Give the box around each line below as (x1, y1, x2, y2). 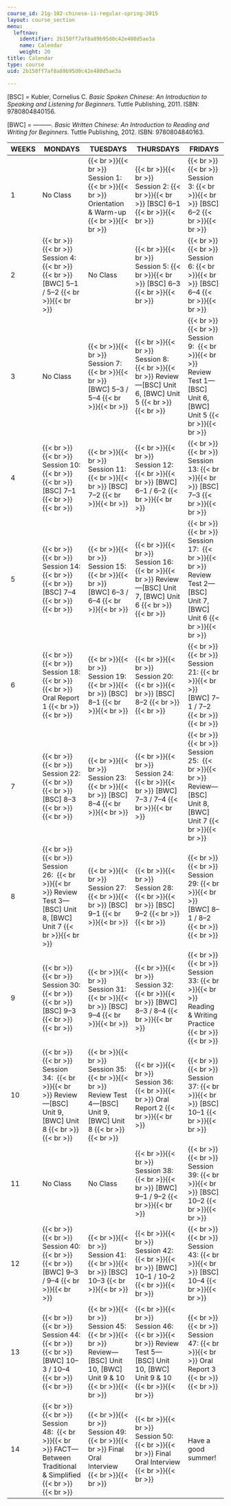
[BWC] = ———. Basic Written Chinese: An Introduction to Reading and (7, 120, 210, 129)
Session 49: (88, 1427, 127, 1437)
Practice (188, 1018, 215, 1028)
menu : (7, 23, 23, 30)
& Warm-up (88, 207, 126, 217)
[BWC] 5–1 (42, 279, 79, 288)
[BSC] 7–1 (42, 485, 76, 495)
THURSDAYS (136, 144, 180, 153)
